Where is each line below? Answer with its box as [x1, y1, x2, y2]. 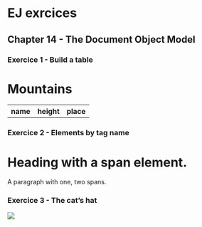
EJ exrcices [7, 5, 77, 21]
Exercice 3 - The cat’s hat [7, 196, 97, 206]
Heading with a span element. [7, 154, 187, 170]
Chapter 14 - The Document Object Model [7, 33, 196, 46]
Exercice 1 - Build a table [7, 55, 94, 65]
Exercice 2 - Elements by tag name [7, 128, 129, 138]
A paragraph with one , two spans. [7, 178, 107, 186]
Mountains [7, 80, 73, 97]
